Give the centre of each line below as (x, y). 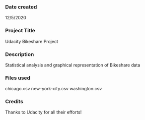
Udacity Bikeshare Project (32, 41)
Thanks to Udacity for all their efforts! (43, 112)
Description (20, 54)
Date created (21, 7)
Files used (18, 78)
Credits (14, 102)
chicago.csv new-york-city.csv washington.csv (54, 89)
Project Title (20, 31)
